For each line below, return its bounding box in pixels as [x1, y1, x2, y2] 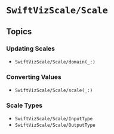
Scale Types [6, 101, 43, 109]
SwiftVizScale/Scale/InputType [14, 116, 93, 122]
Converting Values [6, 72, 61, 81]
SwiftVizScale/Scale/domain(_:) [14, 59, 95, 65]
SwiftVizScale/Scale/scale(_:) [14, 87, 93, 94]
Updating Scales [6, 44, 56, 53]
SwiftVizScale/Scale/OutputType [14, 122, 95, 129]
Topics [6, 26, 32, 36]
